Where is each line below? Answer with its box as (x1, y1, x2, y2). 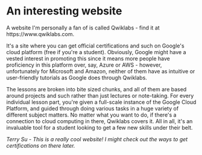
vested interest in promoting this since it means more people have (6, 55, 170, 62)
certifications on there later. (6, 142, 75, 149)
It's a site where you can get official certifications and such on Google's (6, 42, 185, 49)
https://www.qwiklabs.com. (6, 30, 74, 37)
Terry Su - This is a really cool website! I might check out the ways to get (6, 135, 188, 142)
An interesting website (6, 4, 122, 18)
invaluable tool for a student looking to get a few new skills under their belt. (6, 124, 193, 131)
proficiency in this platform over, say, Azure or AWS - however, (6, 61, 162, 68)
